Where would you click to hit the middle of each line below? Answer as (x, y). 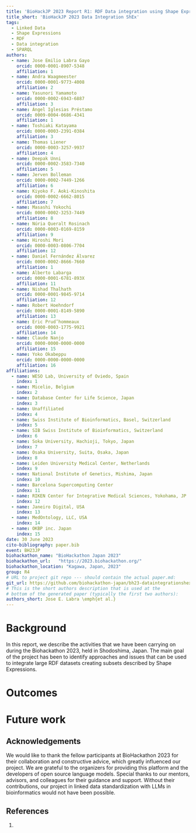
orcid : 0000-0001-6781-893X (50, 278)
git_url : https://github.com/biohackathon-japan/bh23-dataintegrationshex (99, 583)
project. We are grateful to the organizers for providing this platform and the (97, 768)
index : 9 (27, 469)
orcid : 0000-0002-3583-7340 (50, 164)
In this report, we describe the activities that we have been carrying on (91, 645)
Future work (36, 720)
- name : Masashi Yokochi (41, 208)
